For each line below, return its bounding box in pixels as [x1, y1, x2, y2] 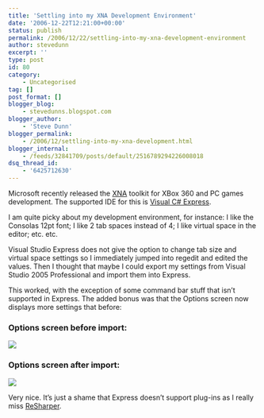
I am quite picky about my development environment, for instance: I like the [8, 212, 254, 222]
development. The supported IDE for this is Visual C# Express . [8, 197, 212, 207]
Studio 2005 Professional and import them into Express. [8, 270, 191, 279]
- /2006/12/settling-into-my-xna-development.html [22, 137, 193, 145]
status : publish [8, 26, 62, 34]
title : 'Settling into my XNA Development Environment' [8, 11, 197, 20]
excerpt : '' [8, 48, 48, 56]
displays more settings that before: [8, 303, 122, 312]
